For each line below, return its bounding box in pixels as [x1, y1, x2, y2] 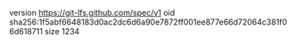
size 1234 [44, 26, 80, 36]
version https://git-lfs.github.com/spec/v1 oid [9, 8, 176, 18]
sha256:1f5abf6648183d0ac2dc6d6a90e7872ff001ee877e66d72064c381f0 [9, 17, 288, 27]
